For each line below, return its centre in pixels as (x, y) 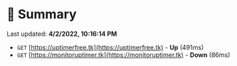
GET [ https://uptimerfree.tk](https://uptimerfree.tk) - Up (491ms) (110, 47)
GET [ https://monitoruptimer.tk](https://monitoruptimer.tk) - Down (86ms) (123, 55)
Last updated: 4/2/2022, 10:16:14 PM (62, 34)
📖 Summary (42, 14)
